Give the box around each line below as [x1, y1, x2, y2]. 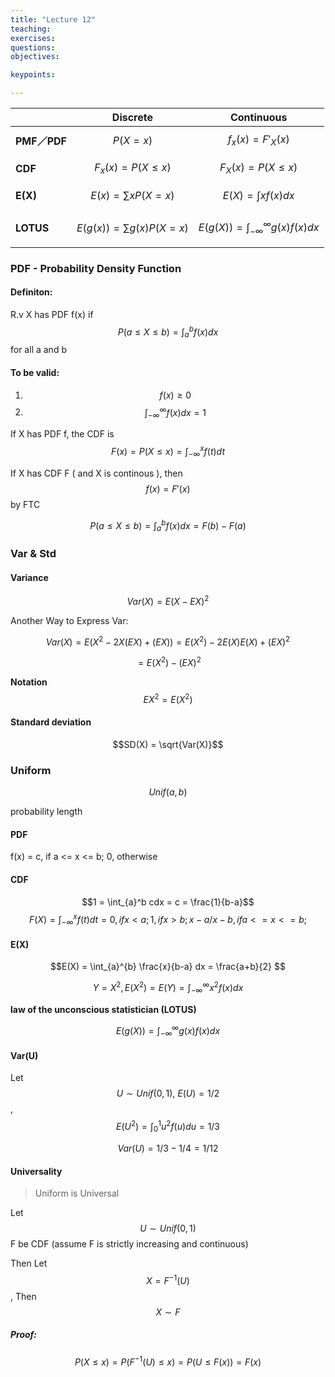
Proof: [10, 1329, 38, 1341]
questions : [10, 42, 56, 53]
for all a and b [10, 344, 67, 356]
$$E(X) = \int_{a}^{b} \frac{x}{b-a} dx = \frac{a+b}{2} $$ [50, 961, 286, 973]
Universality [10, 1165, 63, 1177]
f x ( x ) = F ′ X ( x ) [227, 132, 290, 148]
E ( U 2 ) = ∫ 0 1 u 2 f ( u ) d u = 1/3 [115, 1119, 221, 1135]
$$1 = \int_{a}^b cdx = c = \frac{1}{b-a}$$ [81, 896, 255, 908]
